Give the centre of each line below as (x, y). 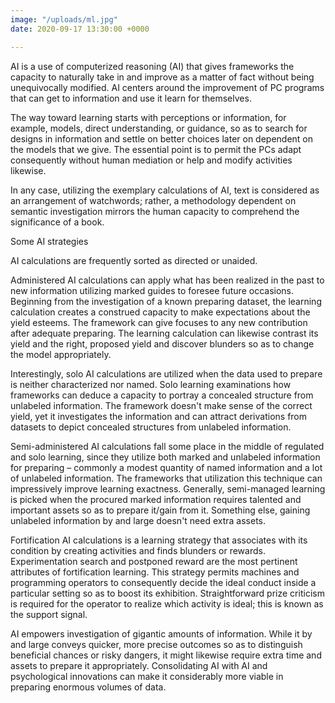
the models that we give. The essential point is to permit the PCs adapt (156, 149)
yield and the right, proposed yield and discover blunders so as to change (162, 343)
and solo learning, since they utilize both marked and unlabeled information (165, 457)
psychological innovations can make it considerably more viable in (147, 676)
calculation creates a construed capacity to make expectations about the (160, 312)
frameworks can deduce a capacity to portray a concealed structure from (162, 395)
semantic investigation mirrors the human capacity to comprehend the (155, 211)
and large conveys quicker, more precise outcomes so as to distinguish (156, 644)
